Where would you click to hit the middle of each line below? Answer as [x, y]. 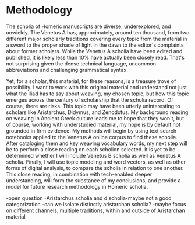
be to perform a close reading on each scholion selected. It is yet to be [91, 149]
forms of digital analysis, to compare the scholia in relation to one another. [95, 168]
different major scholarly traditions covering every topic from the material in [97, 39]
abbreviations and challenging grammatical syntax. [67, 70]
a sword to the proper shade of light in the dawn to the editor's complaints [95, 45]
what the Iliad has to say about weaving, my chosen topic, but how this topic [97, 94]
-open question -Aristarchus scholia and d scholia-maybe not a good [89, 198]
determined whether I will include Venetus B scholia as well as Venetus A [94, 155]
